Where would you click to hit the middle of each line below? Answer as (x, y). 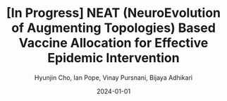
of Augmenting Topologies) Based (114, 28)
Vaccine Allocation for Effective (114, 43)
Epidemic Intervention (114, 58)
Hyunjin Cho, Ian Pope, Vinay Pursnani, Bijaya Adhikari (114, 77)
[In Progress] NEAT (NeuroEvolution (114, 13)
